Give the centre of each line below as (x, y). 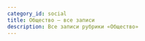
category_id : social (37, 14)
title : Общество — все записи (51, 20)
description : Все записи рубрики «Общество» (73, 26)
